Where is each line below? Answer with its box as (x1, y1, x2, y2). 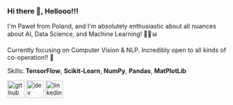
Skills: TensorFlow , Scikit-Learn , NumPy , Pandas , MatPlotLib (7, 67, 186, 75)
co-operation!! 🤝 (7, 54, 54, 62)
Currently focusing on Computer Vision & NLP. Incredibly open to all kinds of (7, 46, 227, 54)
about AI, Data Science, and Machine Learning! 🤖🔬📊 (7, 30, 159, 38)
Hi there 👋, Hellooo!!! (7, 6, 79, 16)
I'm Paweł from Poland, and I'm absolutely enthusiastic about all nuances (7, 22, 217, 31)
